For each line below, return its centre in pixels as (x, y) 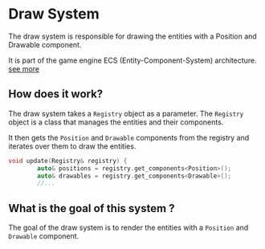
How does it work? (56, 94)
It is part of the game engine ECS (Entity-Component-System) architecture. (132, 60)
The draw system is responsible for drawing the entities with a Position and (132, 36)
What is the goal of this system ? (92, 208)
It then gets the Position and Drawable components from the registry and (129, 137)
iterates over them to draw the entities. (72, 146)
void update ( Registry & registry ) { (68, 161)
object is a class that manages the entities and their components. (116, 122)
